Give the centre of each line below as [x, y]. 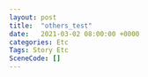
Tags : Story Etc [39, 50]
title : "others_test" [51, 26]
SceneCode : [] [35, 58]
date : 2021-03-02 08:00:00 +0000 [74, 34]
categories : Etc [39, 42]
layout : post [33, 17]
